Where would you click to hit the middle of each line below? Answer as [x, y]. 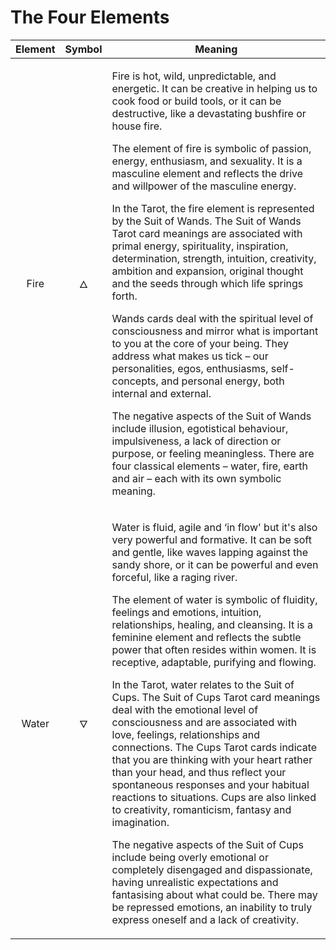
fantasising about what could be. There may [214, 894]
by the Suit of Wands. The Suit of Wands [206, 221]
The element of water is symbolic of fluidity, [214, 599]
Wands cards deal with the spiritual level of [212, 318]
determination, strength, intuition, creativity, [214, 258]
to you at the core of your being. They [200, 343]
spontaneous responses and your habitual [210, 784]
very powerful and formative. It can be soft [211, 539]
